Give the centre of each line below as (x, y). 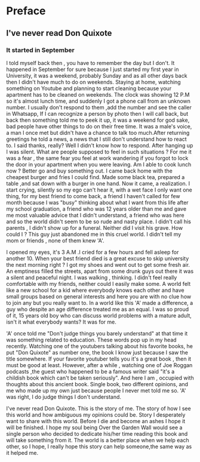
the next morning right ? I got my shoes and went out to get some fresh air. (98, 264)
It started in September (40, 50)
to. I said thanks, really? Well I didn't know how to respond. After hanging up (100, 145)
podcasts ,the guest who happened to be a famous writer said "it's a (90, 371)
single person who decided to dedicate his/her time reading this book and (97, 433)
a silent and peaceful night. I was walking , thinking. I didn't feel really (92, 277)
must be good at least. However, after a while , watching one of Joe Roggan (99, 365)
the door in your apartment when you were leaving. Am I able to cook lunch (99, 164)
